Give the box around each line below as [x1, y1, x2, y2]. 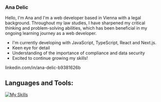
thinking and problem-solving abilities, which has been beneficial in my [5, 25, 147, 31]
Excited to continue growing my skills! [12, 55, 89, 61]
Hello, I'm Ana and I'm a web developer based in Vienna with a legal [5, 15, 141, 21]
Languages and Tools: [5, 79, 74, 87]
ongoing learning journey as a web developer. [5, 31, 97, 36]
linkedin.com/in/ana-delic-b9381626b [5, 65, 81, 70]
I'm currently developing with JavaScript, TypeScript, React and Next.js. [12, 40, 157, 46]
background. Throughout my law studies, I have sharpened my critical [5, 20, 145, 26]
